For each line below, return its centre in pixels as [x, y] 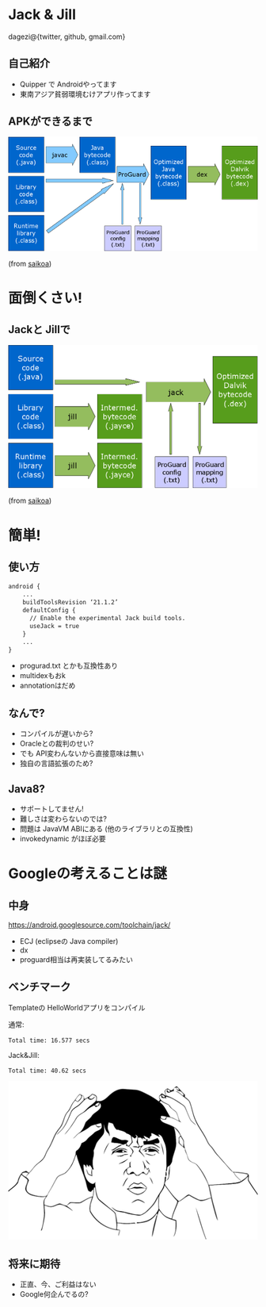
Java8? [27, 789]
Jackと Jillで [40, 330]
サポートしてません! [52, 809]
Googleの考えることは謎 [88, 874]
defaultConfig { [49, 611]
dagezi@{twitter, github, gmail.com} [67, 36]
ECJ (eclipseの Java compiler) [69, 941]
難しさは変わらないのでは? [63, 818]
